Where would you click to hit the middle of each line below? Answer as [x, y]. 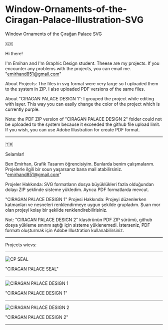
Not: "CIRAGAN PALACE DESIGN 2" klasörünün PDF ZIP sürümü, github [79, 220]
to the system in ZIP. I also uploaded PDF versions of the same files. [75, 89]
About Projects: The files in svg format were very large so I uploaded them [82, 83]
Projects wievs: [21, 245]
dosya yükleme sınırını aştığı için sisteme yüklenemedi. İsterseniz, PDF [78, 225]
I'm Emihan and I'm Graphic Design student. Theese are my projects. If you [82, 63]
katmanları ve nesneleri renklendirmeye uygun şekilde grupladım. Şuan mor [83, 205]
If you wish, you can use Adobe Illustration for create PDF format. [72, 129]
